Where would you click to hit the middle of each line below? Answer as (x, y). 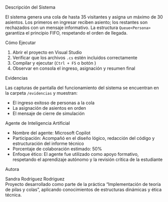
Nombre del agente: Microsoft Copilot (51, 133)
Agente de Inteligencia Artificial (38, 123)
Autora (12, 169)
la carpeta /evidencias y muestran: (41, 93)
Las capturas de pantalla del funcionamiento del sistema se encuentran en (82, 88)
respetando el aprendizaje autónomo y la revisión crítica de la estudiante (88, 159)
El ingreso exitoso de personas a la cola (53, 103)
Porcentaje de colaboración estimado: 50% (57, 149)
